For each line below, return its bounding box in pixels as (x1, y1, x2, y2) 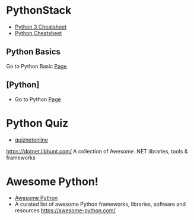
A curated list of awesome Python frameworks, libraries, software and (14, 200, 186, 208)
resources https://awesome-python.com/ (14, 207, 116, 214)
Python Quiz (6, 117, 69, 130)
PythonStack (6, 4, 72, 17)
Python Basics (6, 47, 61, 57)
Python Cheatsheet (14, 29, 62, 36)
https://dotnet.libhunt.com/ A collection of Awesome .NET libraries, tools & (6, 147, 188, 155)
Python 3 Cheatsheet (14, 23, 67, 30)
